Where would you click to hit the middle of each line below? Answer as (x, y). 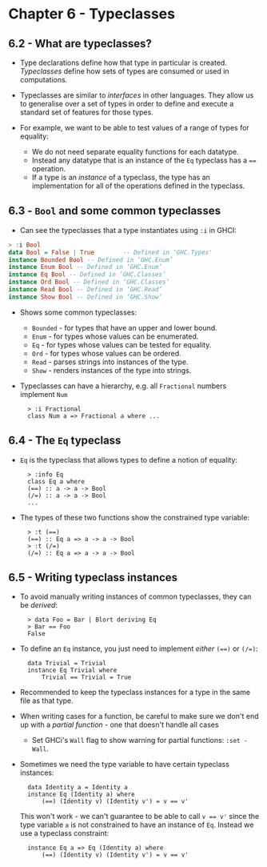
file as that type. (46, 700)
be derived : (39, 605)
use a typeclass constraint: (64, 833)
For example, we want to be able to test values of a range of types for (134, 128)
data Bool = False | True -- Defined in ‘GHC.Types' (111, 252)
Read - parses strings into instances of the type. (110, 362)
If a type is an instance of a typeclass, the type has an (121, 177)
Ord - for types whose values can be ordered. (106, 353)
